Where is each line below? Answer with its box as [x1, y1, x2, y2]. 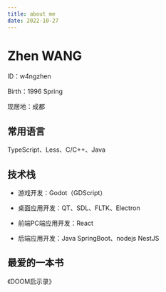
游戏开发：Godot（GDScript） [17, 189, 107, 197]
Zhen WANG [7, 48, 83, 64]
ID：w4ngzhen [7, 72, 51, 80]
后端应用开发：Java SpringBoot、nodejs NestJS [17, 234, 160, 243]
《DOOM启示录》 [7, 277, 56, 286]
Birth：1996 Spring [7, 87, 63, 96]
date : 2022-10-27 [7, 17, 59, 24]
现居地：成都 [7, 103, 45, 111]
